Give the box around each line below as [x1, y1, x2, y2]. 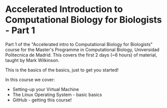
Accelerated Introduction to [5, 3, 123, 15]
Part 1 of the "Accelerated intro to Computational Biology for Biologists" [5, 41, 153, 47]
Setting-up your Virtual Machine [12, 86, 79, 92]
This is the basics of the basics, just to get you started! [5, 66, 119, 73]
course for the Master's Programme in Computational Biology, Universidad [5, 46, 159, 52]
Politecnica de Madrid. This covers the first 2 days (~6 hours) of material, [5, 51, 157, 58]
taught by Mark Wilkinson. [5, 57, 59, 63]
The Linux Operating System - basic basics [12, 91, 102, 97]
